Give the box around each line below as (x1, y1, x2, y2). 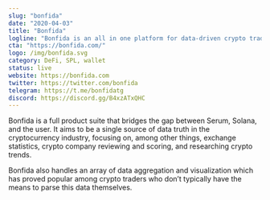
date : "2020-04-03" (8, 19, 74, 27)
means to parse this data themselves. (8, 182, 133, 193)
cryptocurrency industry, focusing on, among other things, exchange (8, 133, 237, 143)
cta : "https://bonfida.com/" (8, 42, 106, 50)
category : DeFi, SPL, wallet (8, 57, 106, 65)
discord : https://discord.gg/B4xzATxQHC (8, 94, 146, 102)
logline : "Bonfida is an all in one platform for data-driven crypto (8, 34, 247, 43)
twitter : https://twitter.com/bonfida (8, 79, 138, 87)
